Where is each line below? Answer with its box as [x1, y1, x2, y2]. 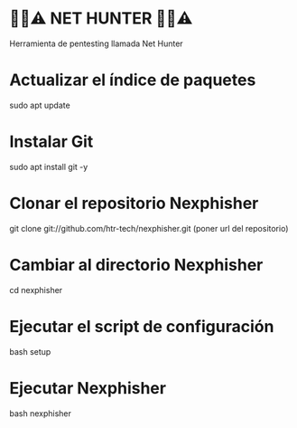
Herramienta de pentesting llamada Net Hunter [9, 38, 183, 49]
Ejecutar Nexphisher [9, 377, 167, 398]
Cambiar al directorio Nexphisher [9, 254, 264, 275]
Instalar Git [9, 131, 94, 152]
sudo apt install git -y [9, 161, 88, 172]
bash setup [9, 346, 51, 357]
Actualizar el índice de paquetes [9, 70, 256, 90]
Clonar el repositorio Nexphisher [9, 194, 259, 214]
